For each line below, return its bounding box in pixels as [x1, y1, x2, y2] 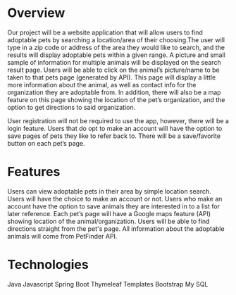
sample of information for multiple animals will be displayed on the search [7, 58, 221, 66]
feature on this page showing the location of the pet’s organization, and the [7, 95, 225, 103]
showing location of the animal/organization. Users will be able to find [7, 217, 210, 225]
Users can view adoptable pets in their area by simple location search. [7, 187, 211, 195]
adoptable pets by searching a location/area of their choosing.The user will [7, 35, 225, 44]
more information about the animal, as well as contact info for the [7, 80, 197, 89]
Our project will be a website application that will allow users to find [7, 28, 203, 37]
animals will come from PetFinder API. [7, 232, 118, 240]
